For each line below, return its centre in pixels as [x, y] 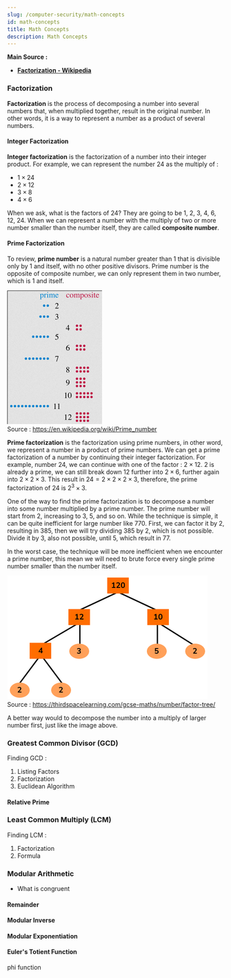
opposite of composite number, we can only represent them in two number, [114, 273]
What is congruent [43, 889]
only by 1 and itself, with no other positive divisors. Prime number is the [108, 266]
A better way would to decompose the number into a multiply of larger [107, 718]
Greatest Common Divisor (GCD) [63, 743]
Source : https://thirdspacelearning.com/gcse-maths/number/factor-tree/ [111, 704]
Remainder [23, 904]
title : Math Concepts [38, 29]
